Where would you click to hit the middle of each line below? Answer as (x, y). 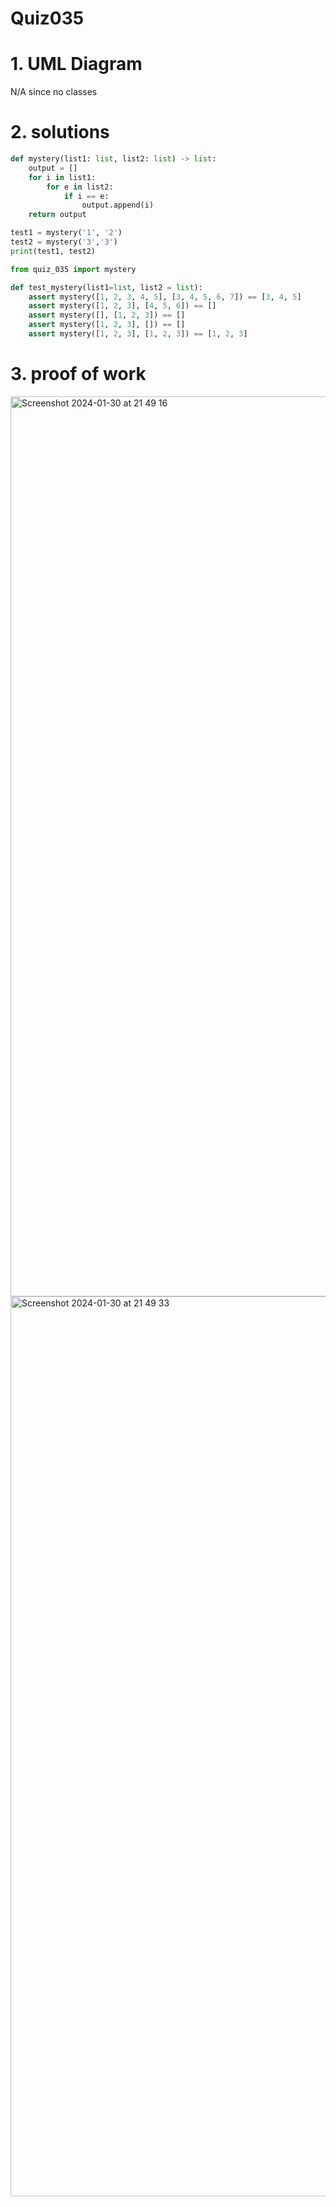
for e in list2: (80, 187)
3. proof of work (78, 374)
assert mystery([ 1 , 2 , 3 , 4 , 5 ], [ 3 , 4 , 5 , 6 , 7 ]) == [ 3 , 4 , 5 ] (165, 297)
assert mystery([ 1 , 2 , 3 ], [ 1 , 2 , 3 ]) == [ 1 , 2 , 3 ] (138, 334)
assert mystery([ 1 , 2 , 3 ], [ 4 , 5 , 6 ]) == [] (122, 306)
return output (57, 215)
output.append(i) (118, 205)
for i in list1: (62, 177)
